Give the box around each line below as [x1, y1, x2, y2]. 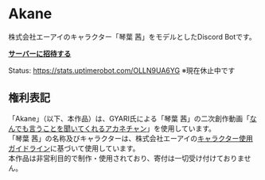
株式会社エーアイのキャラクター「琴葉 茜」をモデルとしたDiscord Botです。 [8, 32, 256, 41]
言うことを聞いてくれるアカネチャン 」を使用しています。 [29, 124, 216, 133]
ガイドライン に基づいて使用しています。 [8, 144, 140, 153]
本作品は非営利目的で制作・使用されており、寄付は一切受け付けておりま [8, 153, 244, 163]
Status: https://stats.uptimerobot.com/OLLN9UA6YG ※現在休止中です [8, 65, 236, 75]
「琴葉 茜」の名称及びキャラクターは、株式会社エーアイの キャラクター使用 [8, 133, 253, 143]
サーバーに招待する [8, 48, 72, 58]
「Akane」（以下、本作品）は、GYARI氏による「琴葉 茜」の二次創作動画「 [8, 113, 251, 123]
